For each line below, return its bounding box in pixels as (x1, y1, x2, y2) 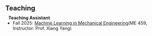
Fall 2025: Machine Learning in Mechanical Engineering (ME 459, (12, 20, 147, 26)
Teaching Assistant (8, 15, 50, 21)
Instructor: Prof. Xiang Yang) (12, 25, 72, 31)
